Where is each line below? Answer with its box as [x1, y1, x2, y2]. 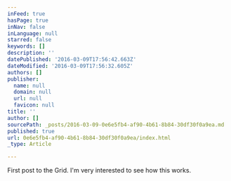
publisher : [7, 75, 39, 83]
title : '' [7, 108, 37, 115]
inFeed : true [7, 10, 46, 18]
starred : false [7, 36, 52, 43]
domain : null [13, 88, 52, 95]
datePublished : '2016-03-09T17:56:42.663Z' [7, 56, 137, 63]
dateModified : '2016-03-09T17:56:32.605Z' [7, 62, 133, 69]
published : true [7, 128, 55, 135]
